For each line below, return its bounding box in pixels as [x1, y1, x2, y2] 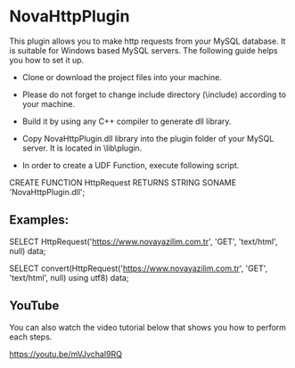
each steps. [9, 331, 53, 342]
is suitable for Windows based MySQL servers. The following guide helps [9, 45, 278, 55]
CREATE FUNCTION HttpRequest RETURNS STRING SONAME [9, 176, 237, 188]
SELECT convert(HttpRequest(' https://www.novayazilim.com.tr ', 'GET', [9, 263, 268, 274]
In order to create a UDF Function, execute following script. [21, 159, 240, 170]
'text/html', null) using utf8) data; [9, 272, 129, 282]
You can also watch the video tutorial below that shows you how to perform [9, 322, 287, 332]
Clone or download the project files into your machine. [21, 71, 223, 82]
